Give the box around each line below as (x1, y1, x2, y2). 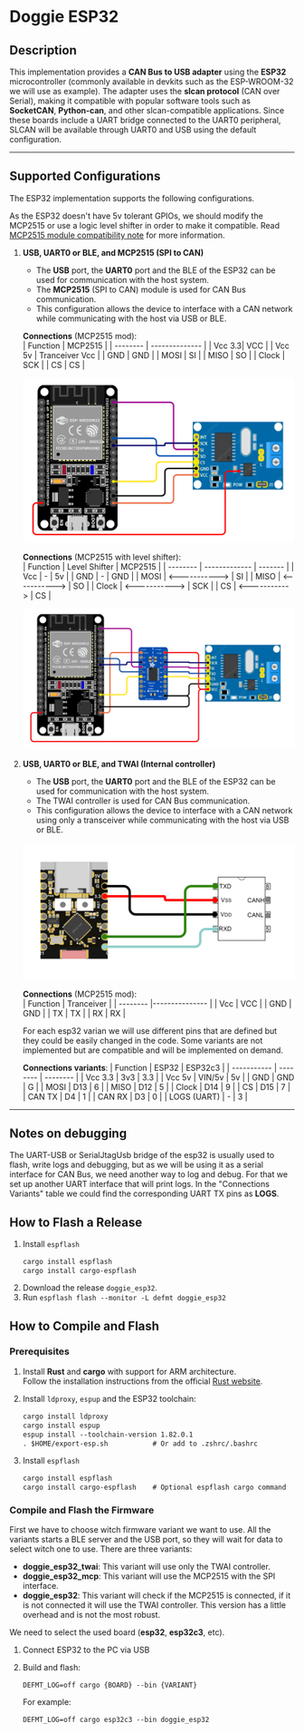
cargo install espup (22, 1421, 100, 1430)
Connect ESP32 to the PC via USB (22, 1644, 150, 1656)
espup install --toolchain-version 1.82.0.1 (22, 1430, 194, 1439)
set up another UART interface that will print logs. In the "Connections (9, 1179, 270, 1190)
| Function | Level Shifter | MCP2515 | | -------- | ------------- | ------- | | (22, 561, 294, 572)
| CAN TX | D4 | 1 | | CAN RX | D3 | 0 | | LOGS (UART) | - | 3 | (22, 1091, 248, 1102)
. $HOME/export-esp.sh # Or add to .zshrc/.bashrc (22, 1439, 259, 1448)
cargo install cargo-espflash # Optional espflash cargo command (22, 1483, 287, 1492)
